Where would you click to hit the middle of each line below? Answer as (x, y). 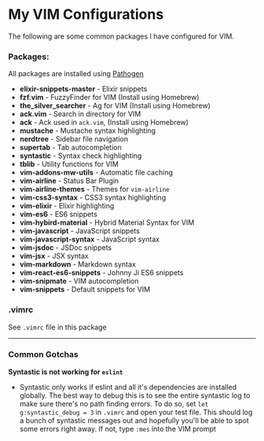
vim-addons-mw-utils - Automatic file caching (96, 173)
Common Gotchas (43, 355)
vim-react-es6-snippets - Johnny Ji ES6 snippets (101, 273)
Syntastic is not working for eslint (66, 372)
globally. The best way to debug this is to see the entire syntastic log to (135, 395)
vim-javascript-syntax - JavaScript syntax (89, 239)
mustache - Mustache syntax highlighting (87, 130)
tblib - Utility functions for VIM (69, 164)
